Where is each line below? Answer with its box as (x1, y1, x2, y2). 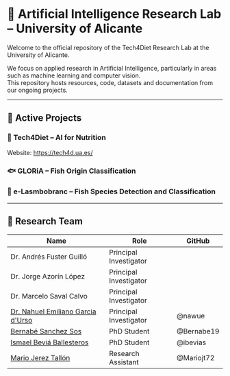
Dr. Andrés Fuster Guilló (10, 252, 88, 261)
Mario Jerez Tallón (10, 353, 71, 362)
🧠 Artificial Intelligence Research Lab (7, 6, 222, 22)
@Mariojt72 (177, 353, 215, 362)
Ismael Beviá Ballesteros (10, 338, 89, 347)
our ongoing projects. (7, 86, 68, 94)
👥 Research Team (7, 215, 84, 227)
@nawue (177, 311, 205, 320)
